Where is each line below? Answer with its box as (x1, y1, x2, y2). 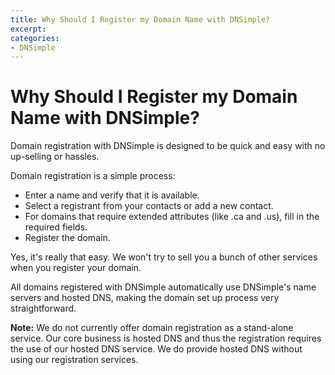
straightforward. (10, 302, 77, 315)
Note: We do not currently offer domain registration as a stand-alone (10, 322, 294, 334)
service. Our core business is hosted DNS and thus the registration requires (10, 332, 322, 345)
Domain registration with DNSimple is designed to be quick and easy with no (10, 140, 326, 152)
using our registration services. (10, 354, 139, 366)
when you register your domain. (10, 262, 142, 274)
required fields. (24, 221, 88, 233)
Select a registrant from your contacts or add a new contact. (24, 200, 274, 212)
